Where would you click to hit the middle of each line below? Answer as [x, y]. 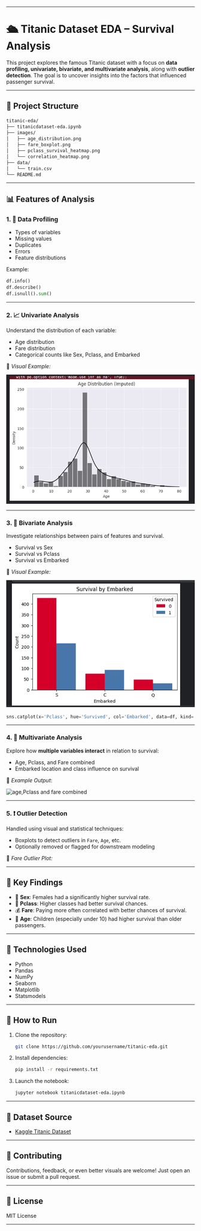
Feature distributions [40, 258]
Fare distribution [35, 349]
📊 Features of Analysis [50, 199]
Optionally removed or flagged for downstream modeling [85, 847]
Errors [22, 252]
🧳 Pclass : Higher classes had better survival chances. [81, 903]
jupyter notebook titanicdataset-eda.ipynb [70, 1093]
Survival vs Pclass [37, 554]
